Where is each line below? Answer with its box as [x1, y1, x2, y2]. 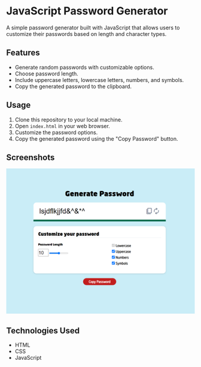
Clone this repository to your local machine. [14, 116, 123, 123]
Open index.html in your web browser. [14, 122, 111, 129]
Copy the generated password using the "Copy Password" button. [14, 135, 178, 142]
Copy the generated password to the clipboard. [14, 83, 132, 90]
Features [6, 48, 40, 58]
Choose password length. [14, 70, 79, 77]
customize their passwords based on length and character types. [6, 30, 167, 37]
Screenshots [6, 152, 55, 162]
